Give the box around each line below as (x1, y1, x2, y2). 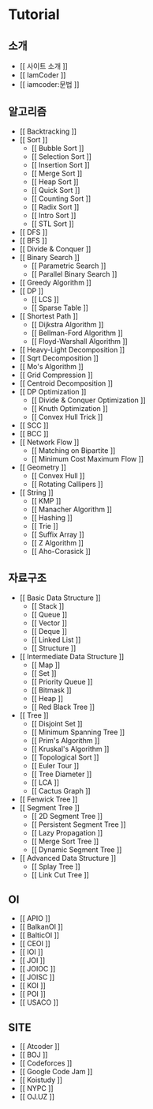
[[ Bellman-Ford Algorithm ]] (31, 328, 124, 338)
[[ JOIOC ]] (19, 964, 56, 974)
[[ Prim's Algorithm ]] (31, 735, 100, 745)
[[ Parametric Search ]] (31, 261, 106, 270)
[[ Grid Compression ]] (19, 370, 93, 379)
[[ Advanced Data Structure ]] (19, 853, 117, 862)
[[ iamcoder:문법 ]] (19, 80, 80, 89)
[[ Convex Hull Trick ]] (31, 412, 103, 421)
